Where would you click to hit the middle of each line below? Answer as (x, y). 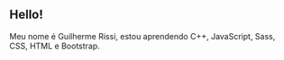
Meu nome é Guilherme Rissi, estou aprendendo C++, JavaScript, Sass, (142, 36)
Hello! (26, 15)
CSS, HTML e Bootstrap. (55, 46)
